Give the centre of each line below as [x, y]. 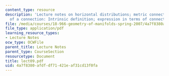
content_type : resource [30, 10]
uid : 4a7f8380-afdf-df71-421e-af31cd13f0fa [52, 65]
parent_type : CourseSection [35, 51]
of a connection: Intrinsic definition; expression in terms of [78, 19]
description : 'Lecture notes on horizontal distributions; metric [76, 14]
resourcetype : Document [30, 56]
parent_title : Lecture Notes [36, 47]
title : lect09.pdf [24, 61]
